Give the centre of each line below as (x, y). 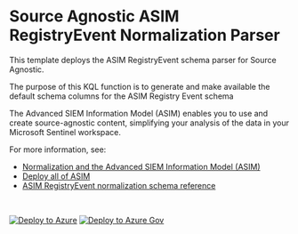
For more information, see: (58, 149)
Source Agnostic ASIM (94, 16)
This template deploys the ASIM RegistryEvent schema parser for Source (143, 60)
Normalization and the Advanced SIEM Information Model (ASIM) (141, 166)
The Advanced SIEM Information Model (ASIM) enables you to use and (139, 113)
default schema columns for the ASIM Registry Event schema (121, 96)
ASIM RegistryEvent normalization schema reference (119, 185)
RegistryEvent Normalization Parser (145, 35)
